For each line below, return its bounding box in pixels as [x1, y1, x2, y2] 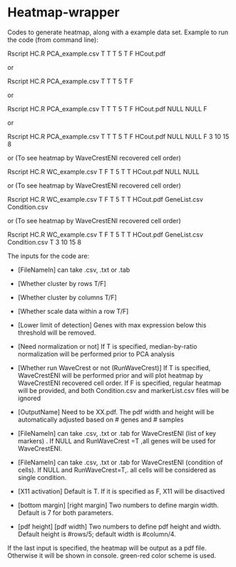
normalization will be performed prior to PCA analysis [17, 349, 175, 358]
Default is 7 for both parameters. [17, 508, 114, 517]
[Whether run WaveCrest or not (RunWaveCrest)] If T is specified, [17, 363, 211, 372]
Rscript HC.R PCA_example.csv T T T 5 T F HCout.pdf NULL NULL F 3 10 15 [7, 132, 230, 141]
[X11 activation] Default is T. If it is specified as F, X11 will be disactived [17, 486, 225, 496]
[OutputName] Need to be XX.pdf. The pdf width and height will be [17, 407, 215, 416]
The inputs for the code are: [7, 251, 90, 260]
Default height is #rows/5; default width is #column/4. [17, 529, 176, 538]
